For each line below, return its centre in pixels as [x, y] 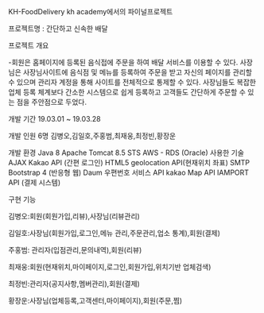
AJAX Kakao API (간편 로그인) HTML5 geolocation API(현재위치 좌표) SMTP [129, 162]
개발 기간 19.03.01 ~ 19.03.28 [54, 119]
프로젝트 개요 [29, 45]
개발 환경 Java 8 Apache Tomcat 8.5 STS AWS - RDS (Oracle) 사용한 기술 [126, 153]
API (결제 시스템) [35, 182]
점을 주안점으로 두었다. [52, 102]
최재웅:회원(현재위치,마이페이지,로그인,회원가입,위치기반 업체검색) [110, 267]
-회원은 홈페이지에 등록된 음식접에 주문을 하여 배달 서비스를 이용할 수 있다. [123, 62]
